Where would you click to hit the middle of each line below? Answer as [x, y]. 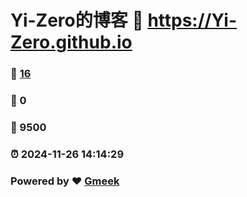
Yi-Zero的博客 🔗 [77, 20]
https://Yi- [192, 20]
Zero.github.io [71, 42]
